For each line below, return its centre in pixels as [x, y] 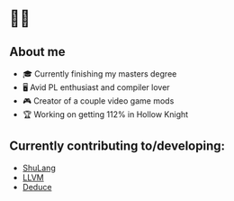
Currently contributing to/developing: [117, 146]
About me [37, 52]
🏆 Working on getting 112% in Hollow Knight [105, 114]
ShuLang [39, 168]
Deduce [37, 187]
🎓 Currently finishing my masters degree [99, 74]
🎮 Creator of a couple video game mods [98, 101]
